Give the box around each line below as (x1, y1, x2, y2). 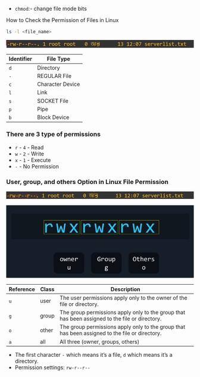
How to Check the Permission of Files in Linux (6, 17, 119, 23)
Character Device (37, 80, 80, 88)
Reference (8, 285, 35, 292)
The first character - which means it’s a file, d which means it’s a (14, 351, 173, 359)
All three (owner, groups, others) (59, 338, 140, 345)
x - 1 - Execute (14, 156, 51, 163)
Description (110, 285, 140, 292)
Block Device (37, 114, 70, 121)
